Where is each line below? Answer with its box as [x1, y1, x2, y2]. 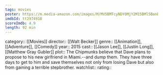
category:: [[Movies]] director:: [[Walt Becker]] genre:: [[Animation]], [5, 38, 142, 44]
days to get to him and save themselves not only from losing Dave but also [5, 59, 154, 65]
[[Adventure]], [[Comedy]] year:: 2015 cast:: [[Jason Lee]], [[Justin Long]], [5, 44, 154, 50]
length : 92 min [5, 25, 36, 30]
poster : [5, 12, 21, 17]
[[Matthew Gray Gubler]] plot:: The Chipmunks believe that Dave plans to [5, 49, 151, 55]
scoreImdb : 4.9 [5, 20, 36, 26]
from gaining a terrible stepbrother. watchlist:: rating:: [5, 64, 112, 71]
